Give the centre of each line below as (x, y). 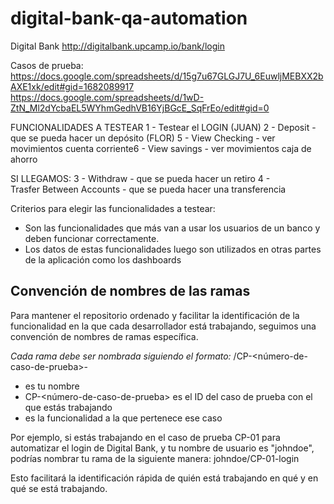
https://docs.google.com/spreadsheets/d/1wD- (107, 97)
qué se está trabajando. (59, 488)
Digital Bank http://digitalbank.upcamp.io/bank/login (117, 46)
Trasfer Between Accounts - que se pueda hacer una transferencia (148, 189)
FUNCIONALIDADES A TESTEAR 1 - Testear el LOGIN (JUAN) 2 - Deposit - (163, 127)
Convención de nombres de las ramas (130, 291)
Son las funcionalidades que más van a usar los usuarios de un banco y (172, 228)
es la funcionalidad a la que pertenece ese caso (123, 418)
